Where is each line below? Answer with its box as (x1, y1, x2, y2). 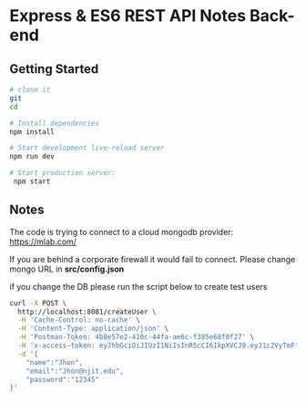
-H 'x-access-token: (17, 341, 96, 351)
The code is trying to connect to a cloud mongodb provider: (9, 226, 234, 237)
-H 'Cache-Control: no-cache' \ (17, 315, 141, 324)
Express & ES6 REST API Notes (9, 5, 247, 26)
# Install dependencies (9, 118, 100, 128)
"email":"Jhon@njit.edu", (25, 366, 125, 375)
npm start (13, 177, 51, 186)
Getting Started (9, 61, 99, 77)
